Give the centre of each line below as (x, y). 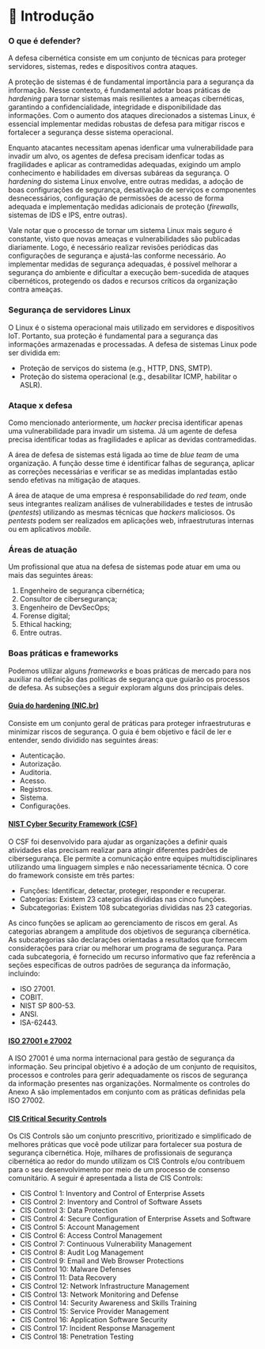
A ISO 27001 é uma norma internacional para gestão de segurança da (121, 1058)
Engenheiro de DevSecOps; (65, 608)
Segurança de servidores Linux (70, 310)
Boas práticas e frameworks (63, 653)
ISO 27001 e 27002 (40, 1041)
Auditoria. (36, 772)
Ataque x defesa (40, 405)
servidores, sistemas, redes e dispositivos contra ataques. (103, 67)
